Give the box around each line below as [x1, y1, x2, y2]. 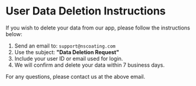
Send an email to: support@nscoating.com [14, 42, 115, 49]
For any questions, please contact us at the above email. [5, 73, 145, 80]
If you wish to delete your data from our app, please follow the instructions [5, 24, 191, 31]
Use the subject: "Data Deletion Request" [14, 48, 120, 55]
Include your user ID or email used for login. [14, 55, 123, 62]
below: [5, 30, 22, 37]
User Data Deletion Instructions [5, 4, 166, 18]
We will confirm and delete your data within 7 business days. [14, 61, 165, 69]
